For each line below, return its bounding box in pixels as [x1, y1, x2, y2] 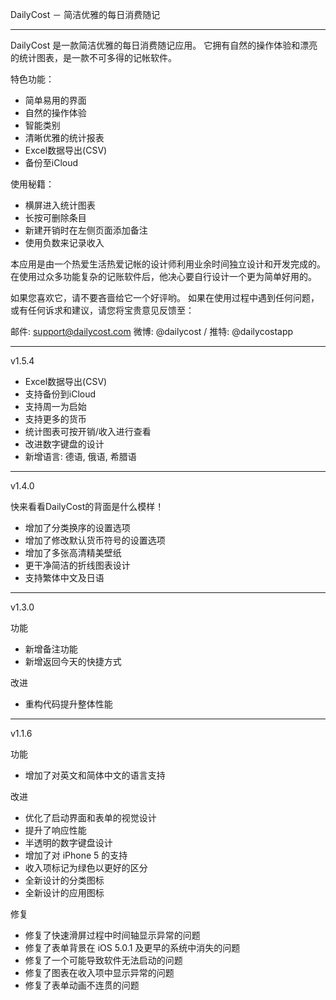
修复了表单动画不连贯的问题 [24, 979, 140, 991]
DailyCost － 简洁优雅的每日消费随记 [10, 9, 161, 20]
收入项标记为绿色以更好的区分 [24, 862, 148, 873]
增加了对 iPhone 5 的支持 [24, 849, 128, 861]
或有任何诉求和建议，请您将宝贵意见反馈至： [10, 304, 195, 316]
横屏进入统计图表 [24, 199, 96, 211]
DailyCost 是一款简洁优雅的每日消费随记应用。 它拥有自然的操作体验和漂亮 [10, 39, 318, 51]
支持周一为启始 [24, 401, 87, 412]
